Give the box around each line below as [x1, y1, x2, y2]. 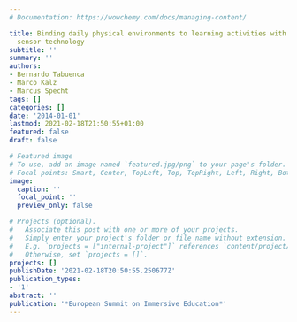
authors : [9, 62, 42, 71]
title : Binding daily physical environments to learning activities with [9, 28, 287, 38]
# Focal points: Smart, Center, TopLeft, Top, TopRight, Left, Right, [9, 168, 275, 177]
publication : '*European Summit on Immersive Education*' [9, 299, 227, 308]
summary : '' [9, 54, 53, 63]
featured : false [9, 127, 69, 137]
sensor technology [17, 37, 86, 46]
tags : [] [9, 95, 42, 103]
